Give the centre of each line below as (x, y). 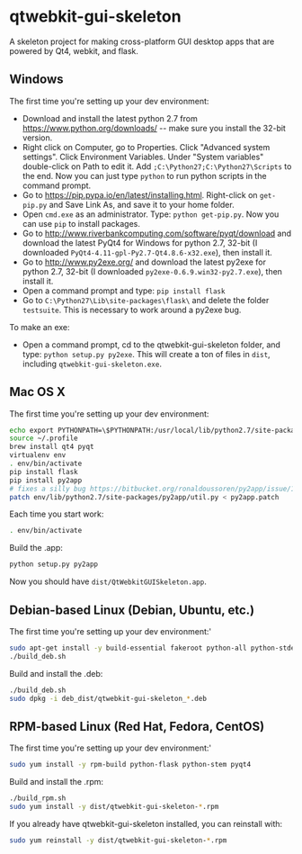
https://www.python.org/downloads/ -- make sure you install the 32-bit (154, 128)
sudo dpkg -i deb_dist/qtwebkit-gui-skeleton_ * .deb (108, 698)
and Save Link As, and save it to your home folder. (142, 204)
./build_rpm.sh (38, 798)
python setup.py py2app (54, 564)
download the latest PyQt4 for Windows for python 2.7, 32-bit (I (140, 243)
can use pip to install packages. (81, 223)
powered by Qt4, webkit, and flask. (74, 50)
